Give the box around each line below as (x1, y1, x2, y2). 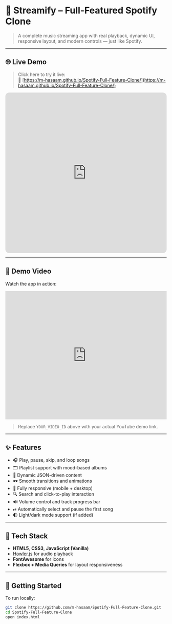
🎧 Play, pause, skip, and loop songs (12, 457, 90, 463)
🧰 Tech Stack (5, 532, 48, 540)
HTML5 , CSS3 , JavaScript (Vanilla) (12, 545, 89, 552)
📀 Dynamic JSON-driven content (12, 472, 82, 478)
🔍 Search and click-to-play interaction (12, 491, 95, 497)
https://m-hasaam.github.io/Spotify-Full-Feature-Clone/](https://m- (24, 77, 166, 83)
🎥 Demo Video (5, 267, 52, 276)
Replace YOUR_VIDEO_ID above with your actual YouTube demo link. (17, 423, 158, 429)
